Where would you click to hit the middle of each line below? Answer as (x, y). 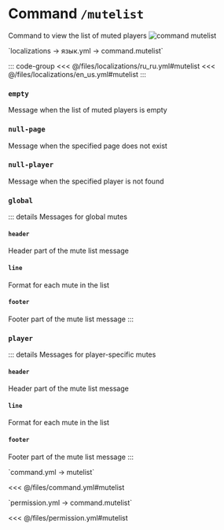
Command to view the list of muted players (77, 35)
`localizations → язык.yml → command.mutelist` (86, 50)
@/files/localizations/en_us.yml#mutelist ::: (77, 74)
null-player (31, 165)
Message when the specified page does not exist (88, 146)
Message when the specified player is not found (86, 181)
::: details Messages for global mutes (68, 217)
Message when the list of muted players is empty (88, 110)
